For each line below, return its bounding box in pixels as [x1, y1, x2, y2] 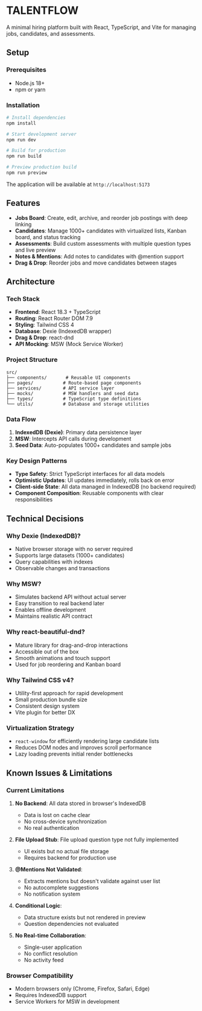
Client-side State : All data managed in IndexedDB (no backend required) [14, 483, 197, 490]
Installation [6, 101, 40, 109]
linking [14, 220, 32, 228]
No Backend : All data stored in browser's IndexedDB [14, 800, 146, 807]
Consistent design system [14, 702, 80, 710]
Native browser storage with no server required [14, 545, 133, 553]
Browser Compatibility [6, 971, 74, 980]
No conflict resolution [24, 949, 78, 957]
